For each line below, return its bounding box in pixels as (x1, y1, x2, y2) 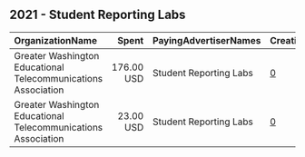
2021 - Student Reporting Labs (9, 7, 186, 23)
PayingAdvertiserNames (152, 34, 261, 46)
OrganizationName (14, 34, 98, 46)
